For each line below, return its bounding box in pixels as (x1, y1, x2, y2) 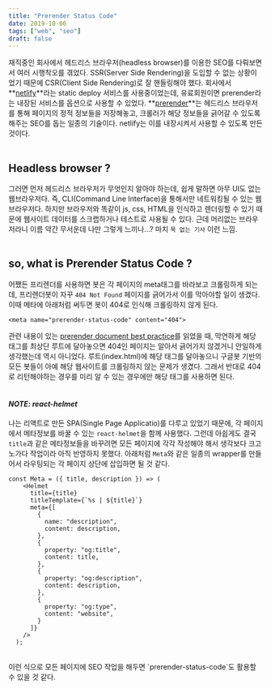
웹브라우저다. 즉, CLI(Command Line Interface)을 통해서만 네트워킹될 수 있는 (8, 194, 253, 203)
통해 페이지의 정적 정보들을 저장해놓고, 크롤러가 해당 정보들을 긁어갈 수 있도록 (16, 109, 261, 118)
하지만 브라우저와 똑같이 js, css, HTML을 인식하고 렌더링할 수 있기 (44, 204, 255, 214)
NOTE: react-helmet (8, 399, 78, 409)
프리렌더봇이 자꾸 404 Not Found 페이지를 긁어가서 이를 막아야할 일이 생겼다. (19, 289, 260, 299)
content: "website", (44, 610, 114, 618)
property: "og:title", (44, 546, 121, 554)
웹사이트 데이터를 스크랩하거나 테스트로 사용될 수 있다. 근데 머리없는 (23, 214, 237, 224)
